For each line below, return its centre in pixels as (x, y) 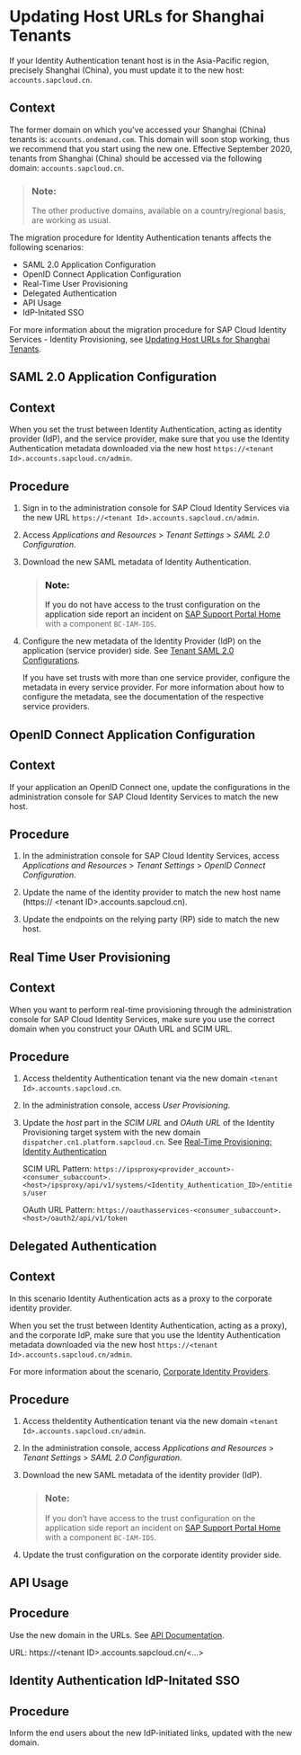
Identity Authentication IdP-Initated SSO (125, 1681)
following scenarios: (47, 247)
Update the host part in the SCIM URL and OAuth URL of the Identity (149, 1123)
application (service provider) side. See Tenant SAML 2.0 (128, 651)
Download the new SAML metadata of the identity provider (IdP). (142, 1475)
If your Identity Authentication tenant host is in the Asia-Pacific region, (139, 60)
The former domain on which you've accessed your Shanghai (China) (138, 129)
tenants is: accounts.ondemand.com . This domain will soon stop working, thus (150, 139)
